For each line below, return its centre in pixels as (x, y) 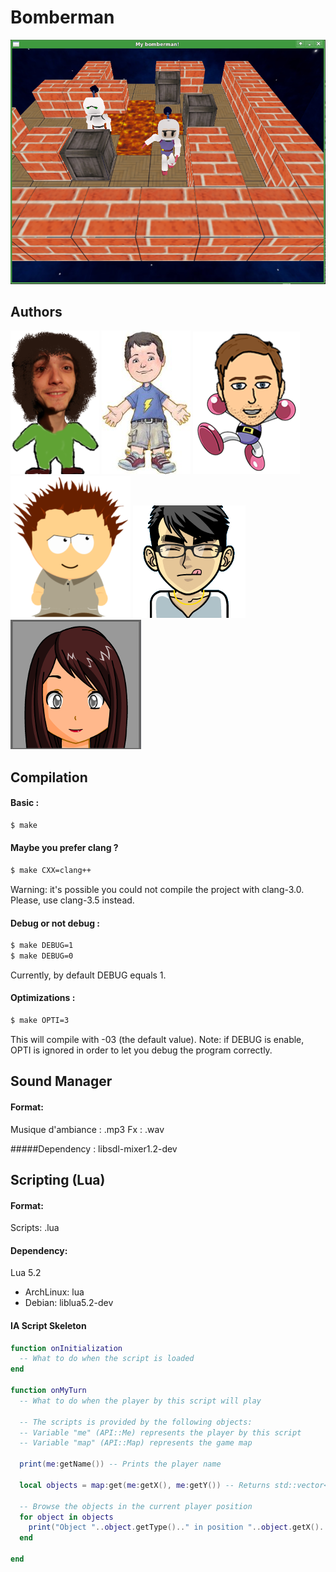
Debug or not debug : (55, 923)
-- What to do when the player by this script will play (140, 1401)
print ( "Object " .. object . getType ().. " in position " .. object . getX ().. (178, 1527)
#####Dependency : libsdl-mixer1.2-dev (94, 1148)
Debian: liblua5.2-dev (69, 1303)
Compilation (49, 777)
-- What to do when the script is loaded (107, 1359)
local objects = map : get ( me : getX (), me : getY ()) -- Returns (145, 1485)
